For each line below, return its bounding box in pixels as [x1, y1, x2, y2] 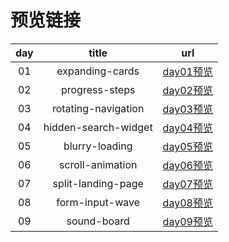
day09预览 [162, 214, 213, 228]
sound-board [66, 214, 130, 228]
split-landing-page [52, 176, 144, 190]
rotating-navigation [51, 101, 145, 115]
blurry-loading [63, 139, 133, 153]
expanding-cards [56, 64, 140, 78]
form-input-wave [56, 195, 141, 209]
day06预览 [162, 158, 213, 172]
